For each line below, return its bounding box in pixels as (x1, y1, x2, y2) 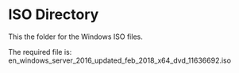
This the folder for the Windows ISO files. (8, 32, 143, 41)
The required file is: (8, 47, 72, 56)
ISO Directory (8, 6, 99, 24)
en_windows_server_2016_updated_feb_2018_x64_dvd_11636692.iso (8, 56, 232, 65)
